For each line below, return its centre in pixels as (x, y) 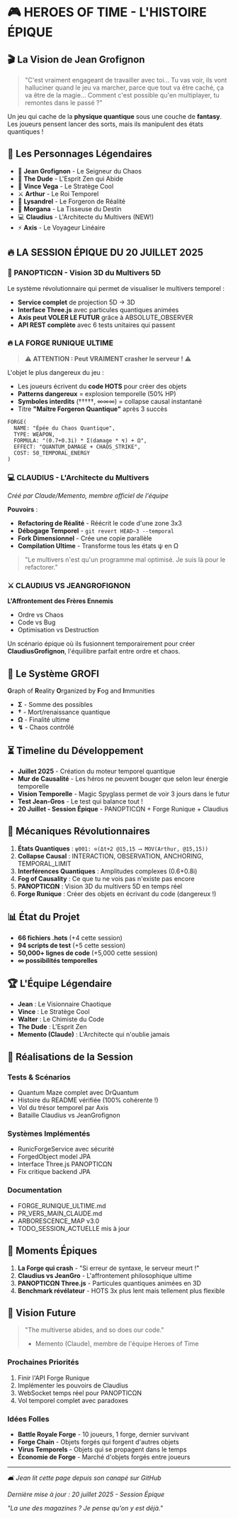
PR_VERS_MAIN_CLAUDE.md (60, 1213)
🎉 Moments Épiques (52, 1251)
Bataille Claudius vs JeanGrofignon (69, 1115)
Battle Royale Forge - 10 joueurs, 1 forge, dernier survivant (103, 1434)
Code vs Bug (36, 622)
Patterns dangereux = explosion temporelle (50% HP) (97, 393)
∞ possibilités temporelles (57, 960)
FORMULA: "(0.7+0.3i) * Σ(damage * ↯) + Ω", (80, 440)
